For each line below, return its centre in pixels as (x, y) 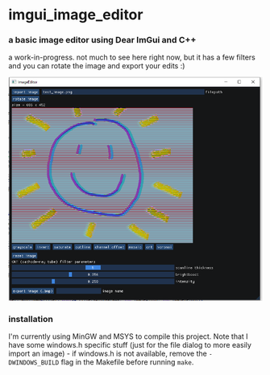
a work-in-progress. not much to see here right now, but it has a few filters (132, 57)
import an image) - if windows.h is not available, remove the (108, 354)
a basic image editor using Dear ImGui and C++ (102, 40)
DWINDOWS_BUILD (34, 363)
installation (31, 319)
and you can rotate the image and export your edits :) (97, 66)
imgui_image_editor (76, 15)
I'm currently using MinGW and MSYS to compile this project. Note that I (128, 336)
